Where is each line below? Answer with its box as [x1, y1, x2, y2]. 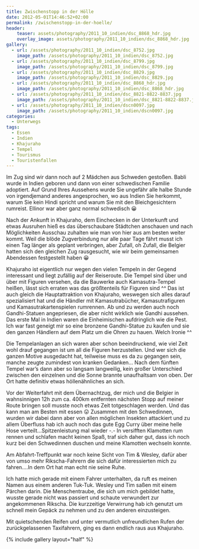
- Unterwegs [11, 119, 41, 125]
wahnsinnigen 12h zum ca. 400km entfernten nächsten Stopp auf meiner [6, 396, 184, 403]
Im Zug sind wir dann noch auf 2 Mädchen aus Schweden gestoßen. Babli [6, 174, 187, 181]
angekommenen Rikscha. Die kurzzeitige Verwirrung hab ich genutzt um [6, 500, 182, 508]
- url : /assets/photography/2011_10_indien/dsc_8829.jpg [11, 69, 155, 75]
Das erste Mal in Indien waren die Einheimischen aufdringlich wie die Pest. [6, 316, 188, 323]
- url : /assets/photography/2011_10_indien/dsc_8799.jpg [11, 58, 155, 64]
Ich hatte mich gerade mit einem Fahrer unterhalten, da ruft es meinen [6, 475, 177, 483]
